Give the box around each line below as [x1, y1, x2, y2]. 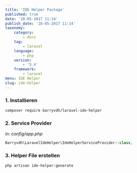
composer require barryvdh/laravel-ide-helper [5, 108, 102, 113]
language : [14, 48, 34, 53]
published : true [5, 12, 38, 17]
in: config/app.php [5, 131, 43, 137]
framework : [14, 67, 36, 72]
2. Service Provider [5, 119, 52, 126]
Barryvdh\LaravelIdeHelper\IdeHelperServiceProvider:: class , [5, 140, 133, 145]
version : [14, 58, 32, 63]
